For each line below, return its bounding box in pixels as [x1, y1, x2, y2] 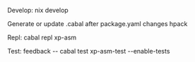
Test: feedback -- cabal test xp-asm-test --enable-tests [7, 47, 170, 55]
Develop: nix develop [7, 6, 69, 14]
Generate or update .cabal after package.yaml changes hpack [7, 20, 188, 27]
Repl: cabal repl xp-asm [7, 33, 77, 42]
